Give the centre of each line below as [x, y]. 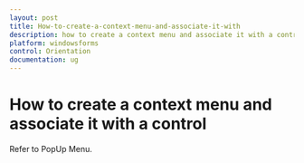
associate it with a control [108, 124]
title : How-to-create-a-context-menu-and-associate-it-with [125, 26]
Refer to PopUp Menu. [51, 149]
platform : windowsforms [54, 43]
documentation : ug [44, 60]
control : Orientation [50, 52]
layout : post [34, 18]
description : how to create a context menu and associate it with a [141, 34]
